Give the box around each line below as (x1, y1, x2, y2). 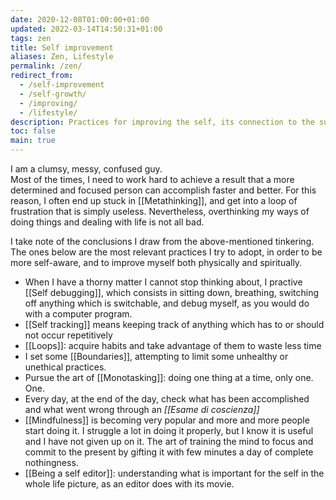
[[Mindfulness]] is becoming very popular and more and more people (24, 414, 310, 426)
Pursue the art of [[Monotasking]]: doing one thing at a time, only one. (24, 372, 314, 383)
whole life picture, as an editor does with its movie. (24, 478, 235, 490)
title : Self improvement (10, 42, 114, 53)
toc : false (10, 126, 56, 136)
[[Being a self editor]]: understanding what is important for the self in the (24, 467, 325, 479)
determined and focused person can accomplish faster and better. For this (10, 184, 317, 196)
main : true (10, 136, 56, 146)
